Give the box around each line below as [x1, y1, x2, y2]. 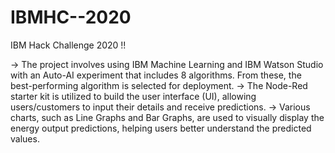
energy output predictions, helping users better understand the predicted [10, 122, 312, 134]
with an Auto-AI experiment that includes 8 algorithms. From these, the [10, 69, 302, 81]
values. [10, 132, 40, 145]
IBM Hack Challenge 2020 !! [10, 39, 127, 51]
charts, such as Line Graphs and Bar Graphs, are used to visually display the [10, 111, 325, 123]
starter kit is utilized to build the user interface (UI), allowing [10, 90, 257, 102]
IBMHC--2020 [10, 6, 132, 29]
